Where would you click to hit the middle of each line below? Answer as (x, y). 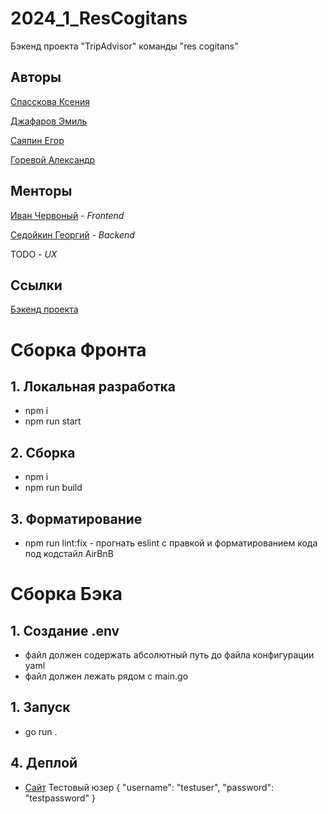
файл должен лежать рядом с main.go (106, 676)
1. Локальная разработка (93, 386)
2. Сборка (43, 452)
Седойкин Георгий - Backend (72, 234)
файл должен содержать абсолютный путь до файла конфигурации (169, 655)
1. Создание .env (65, 630)
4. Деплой (44, 763)
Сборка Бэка (66, 594)
